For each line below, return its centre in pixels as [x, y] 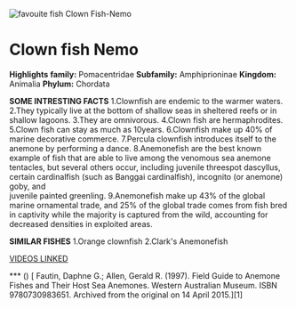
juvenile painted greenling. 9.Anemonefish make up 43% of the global [137, 195]
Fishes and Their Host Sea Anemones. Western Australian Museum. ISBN [144, 285]
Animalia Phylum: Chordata [60, 84]
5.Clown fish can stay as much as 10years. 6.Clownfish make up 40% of [141, 129]
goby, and [28, 186]
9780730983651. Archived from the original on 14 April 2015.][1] [126, 295]
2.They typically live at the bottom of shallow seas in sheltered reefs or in [143, 110]
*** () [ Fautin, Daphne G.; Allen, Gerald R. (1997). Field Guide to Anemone [145, 275]
